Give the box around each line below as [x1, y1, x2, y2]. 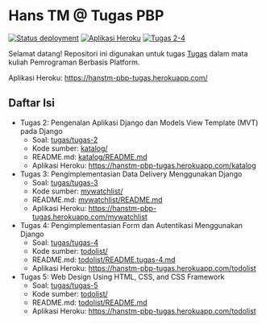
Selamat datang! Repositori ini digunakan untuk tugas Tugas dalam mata [8, 48, 248, 58]
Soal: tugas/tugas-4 [31, 237, 99, 247]
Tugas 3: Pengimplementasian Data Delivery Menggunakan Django [19, 168, 243, 179]
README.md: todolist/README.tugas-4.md [31, 255, 176, 264]
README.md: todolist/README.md [31, 297, 148, 307]
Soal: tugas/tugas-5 [31, 280, 98, 290]
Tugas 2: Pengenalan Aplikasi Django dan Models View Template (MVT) [19, 118, 259, 127]
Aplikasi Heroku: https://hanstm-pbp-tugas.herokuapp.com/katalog [31, 160, 256, 170]
